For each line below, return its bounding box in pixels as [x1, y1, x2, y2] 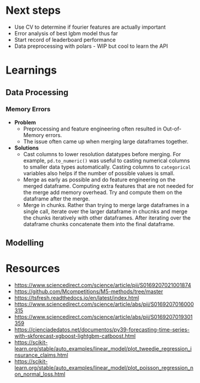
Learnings [5, 63, 57, 77]
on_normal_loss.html [14, 370, 65, 378]
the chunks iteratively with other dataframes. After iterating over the [23, 214, 191, 221]
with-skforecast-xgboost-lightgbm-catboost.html [14, 333, 136, 340]
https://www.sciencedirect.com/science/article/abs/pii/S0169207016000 [14, 300, 194, 308]
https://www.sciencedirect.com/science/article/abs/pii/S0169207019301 [14, 314, 193, 321]
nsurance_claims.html [14, 351, 68, 359]
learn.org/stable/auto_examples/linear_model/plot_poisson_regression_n [14, 364, 194, 372]
